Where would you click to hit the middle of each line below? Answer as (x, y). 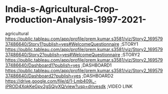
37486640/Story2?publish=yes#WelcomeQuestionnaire (63, 54)
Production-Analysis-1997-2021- (76, 20)
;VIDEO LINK (120, 86)
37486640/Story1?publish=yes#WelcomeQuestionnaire (62, 44)
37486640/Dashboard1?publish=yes (43, 65)
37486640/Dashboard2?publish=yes (43, 76)
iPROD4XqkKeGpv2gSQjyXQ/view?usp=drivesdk (56, 86)
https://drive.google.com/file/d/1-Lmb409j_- (51, 81)
